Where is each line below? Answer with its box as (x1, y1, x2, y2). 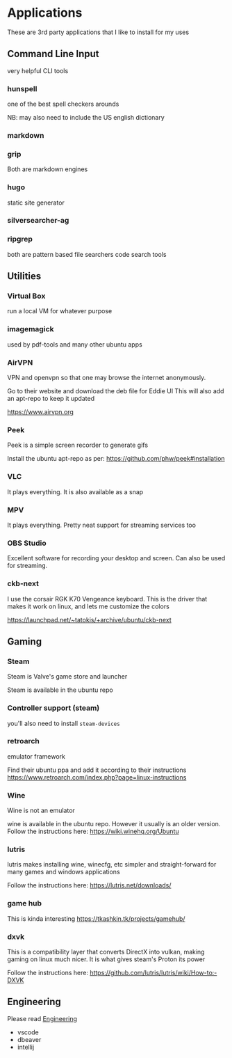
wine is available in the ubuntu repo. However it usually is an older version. (7, 820, 221, 828)
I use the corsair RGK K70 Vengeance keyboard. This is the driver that (7, 594, 208, 603)
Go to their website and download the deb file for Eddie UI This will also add (7, 387, 224, 395)
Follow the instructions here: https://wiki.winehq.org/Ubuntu (7, 827, 179, 836)
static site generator (7, 198, 65, 207)
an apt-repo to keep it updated (7, 395, 95, 403)
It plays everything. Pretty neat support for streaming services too (7, 521, 197, 529)
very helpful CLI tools (7, 66, 69, 74)
